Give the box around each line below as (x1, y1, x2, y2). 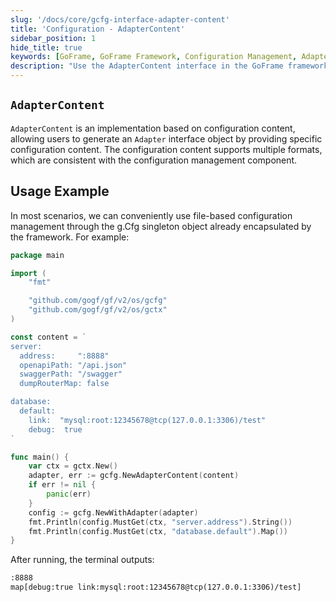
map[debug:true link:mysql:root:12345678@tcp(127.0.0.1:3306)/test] (10, 582, 302, 593)
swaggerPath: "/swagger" (19, 369, 123, 380)
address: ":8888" (19, 351, 110, 361)
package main (10, 250, 65, 260)
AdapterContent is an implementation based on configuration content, (10, 122, 296, 134)
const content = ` (10, 332, 87, 342)
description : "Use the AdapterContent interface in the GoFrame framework (10, 61, 329, 71)
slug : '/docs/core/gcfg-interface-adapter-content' (10, 14, 230, 25)
